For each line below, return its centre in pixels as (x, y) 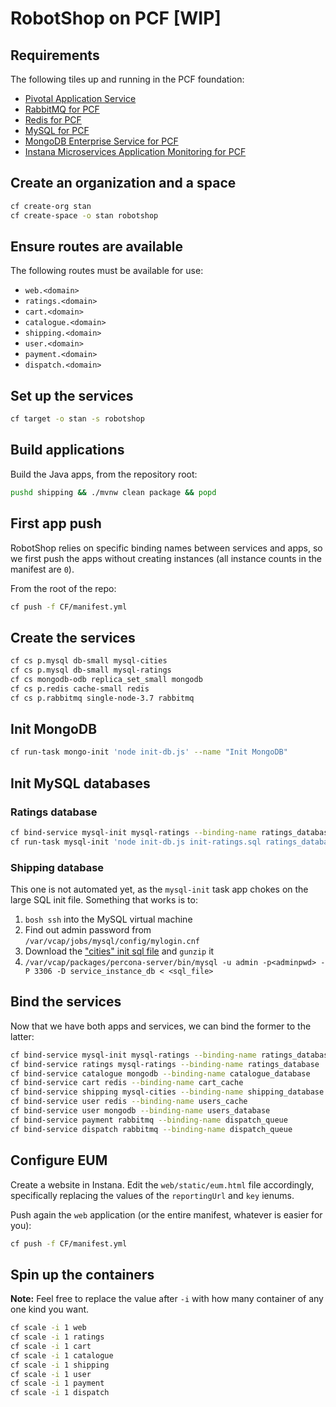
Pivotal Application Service (80, 98)
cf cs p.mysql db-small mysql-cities (89, 661)
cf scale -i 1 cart (51, 1346)
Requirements (55, 55)
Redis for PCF (53, 120)
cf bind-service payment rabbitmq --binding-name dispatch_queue (149, 1120)
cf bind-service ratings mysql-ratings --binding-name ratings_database (165, 1064)
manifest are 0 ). (42, 569)
